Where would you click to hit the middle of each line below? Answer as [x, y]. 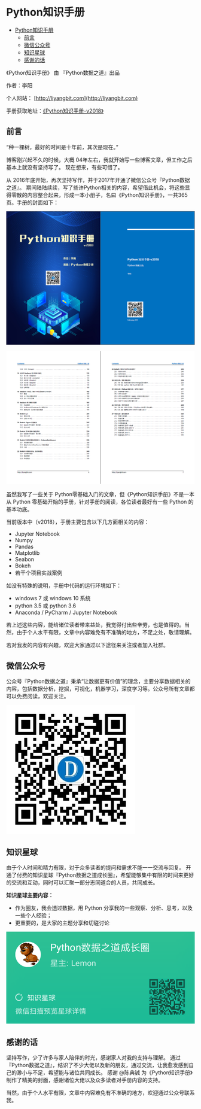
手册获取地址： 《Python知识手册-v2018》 [55, 111]
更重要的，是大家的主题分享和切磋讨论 [62, 923]
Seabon [25, 560]
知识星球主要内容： [30, 895]
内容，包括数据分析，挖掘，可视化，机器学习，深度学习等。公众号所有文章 [98, 689]
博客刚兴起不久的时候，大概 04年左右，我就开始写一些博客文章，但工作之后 [99, 160]
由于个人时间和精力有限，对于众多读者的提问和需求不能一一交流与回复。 [95, 868]
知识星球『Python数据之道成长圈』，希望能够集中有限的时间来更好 [113, 875]
